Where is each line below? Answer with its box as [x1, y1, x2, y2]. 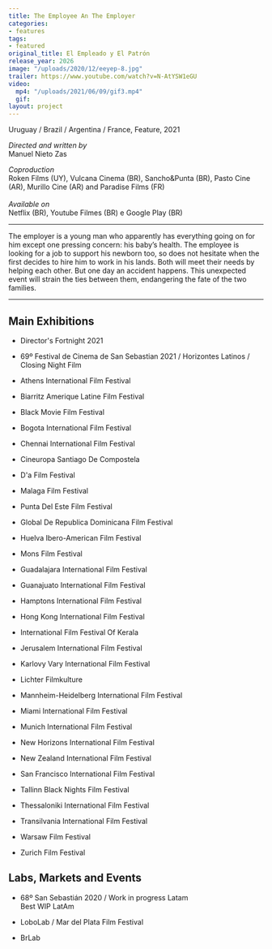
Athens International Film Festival [19, 375, 131, 386]
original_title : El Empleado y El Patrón [8, 50, 151, 58]
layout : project [8, 102, 63, 110]
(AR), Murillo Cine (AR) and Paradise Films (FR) [8, 182, 165, 192]
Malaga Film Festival [19, 485, 89, 495]
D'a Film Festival [19, 470, 75, 480]
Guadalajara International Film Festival [19, 564, 148, 574]
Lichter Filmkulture [19, 675, 83, 684]
